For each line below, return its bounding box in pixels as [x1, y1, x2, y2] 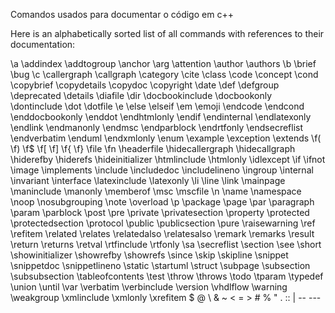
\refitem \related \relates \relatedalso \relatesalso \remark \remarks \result [10, 228, 315, 239]
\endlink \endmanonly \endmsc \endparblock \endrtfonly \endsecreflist [10, 122, 304, 133]
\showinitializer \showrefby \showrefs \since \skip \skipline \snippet [10, 249, 289, 261]
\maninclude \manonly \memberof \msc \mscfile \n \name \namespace [10, 185, 302, 197]
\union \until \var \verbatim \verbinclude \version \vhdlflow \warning [10, 281, 288, 293]
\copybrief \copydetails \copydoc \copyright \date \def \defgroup [10, 79, 280, 91]
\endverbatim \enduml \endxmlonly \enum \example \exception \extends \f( [10, 132, 322, 144]
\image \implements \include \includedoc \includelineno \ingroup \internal [10, 164, 314, 176]
